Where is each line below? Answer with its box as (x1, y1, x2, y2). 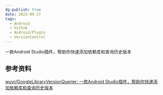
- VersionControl (9, 35, 46, 40)
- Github (9, 26, 28, 31)
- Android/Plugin (9, 30, 46, 35)
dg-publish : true (5, 7, 41, 12)
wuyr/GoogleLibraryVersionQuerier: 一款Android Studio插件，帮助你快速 (5, 78, 154, 84)
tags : (5, 16, 16, 21)
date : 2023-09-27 (5, 12, 41, 17)
